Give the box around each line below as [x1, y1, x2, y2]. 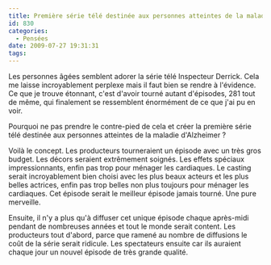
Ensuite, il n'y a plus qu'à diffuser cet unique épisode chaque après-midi [8, 213, 249, 222]
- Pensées [15, 34, 48, 43]
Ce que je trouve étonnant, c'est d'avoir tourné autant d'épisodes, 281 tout [8, 89, 256, 98]
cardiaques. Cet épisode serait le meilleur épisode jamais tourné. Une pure [8, 189, 256, 198]
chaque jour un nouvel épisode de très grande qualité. [8, 247, 189, 257]
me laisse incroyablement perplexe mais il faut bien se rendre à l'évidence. [8, 80, 256, 90]
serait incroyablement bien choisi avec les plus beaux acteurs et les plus [8, 171, 249, 181]
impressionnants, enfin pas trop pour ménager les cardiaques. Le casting [8, 163, 252, 172]
